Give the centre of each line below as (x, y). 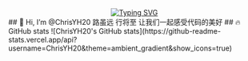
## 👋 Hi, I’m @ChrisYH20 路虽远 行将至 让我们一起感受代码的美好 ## (121, 22)
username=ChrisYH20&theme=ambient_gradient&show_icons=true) (120, 48)
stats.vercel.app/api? (43, 40)
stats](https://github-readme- (172, 31)
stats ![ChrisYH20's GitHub (78, 31)
